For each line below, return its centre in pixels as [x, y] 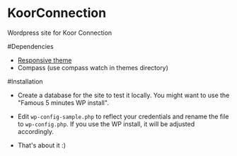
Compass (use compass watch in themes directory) [93, 67]
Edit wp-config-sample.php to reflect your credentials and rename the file [123, 116]
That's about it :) [41, 145]
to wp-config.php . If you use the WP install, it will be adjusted [106, 124]
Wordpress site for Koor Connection [60, 33]
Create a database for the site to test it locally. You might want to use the [123, 95]
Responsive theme [45, 60]
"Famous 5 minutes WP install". [63, 102]
